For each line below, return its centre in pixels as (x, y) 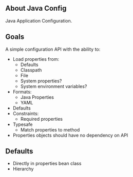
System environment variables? (54, 86)
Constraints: (26, 113)
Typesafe (23, 124)
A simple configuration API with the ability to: (53, 49)
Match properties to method (50, 129)
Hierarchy (23, 169)
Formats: (22, 92)
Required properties (42, 119)
